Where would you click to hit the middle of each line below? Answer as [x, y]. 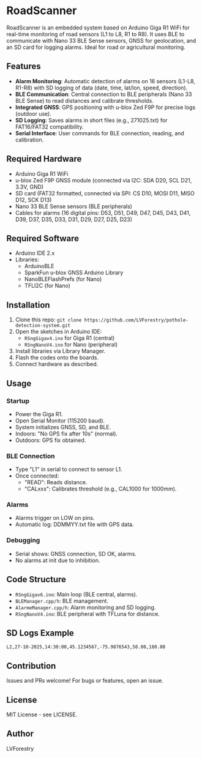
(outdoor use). [33, 113]
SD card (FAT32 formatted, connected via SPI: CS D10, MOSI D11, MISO [105, 193]
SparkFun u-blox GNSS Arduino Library [74, 272]
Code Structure [36, 580]
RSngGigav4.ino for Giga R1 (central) [69, 338]
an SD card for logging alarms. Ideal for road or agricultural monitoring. [96, 47]
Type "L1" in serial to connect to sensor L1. [69, 470]
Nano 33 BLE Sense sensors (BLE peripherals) [74, 206]
